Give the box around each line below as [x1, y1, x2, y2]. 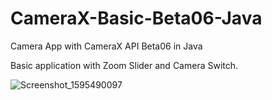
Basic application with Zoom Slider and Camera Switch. [10, 59, 239, 71]
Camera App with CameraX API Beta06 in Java [10, 40, 203, 52]
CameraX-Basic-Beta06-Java [10, 7, 263, 30]
